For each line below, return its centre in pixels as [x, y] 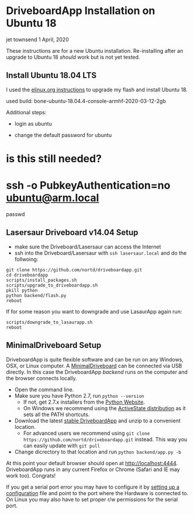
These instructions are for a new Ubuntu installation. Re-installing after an [95, 50]
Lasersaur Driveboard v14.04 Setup [72, 233]
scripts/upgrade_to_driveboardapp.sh [52, 285]
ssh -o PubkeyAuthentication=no [88, 185]
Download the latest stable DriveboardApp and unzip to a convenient [98, 421]
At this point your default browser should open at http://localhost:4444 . [92, 463]
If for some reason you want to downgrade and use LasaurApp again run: [94, 311]
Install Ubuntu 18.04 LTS [51, 75]
